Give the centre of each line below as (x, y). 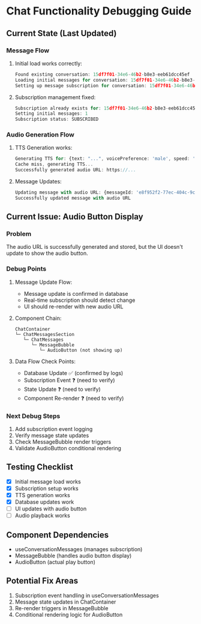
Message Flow (28, 50)
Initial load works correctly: (48, 63)
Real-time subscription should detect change (79, 300)
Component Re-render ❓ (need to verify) (74, 398)
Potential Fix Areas (42, 581)
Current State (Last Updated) (61, 33)
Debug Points (26, 269)
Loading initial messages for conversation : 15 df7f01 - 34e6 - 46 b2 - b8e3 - (105, 80)
